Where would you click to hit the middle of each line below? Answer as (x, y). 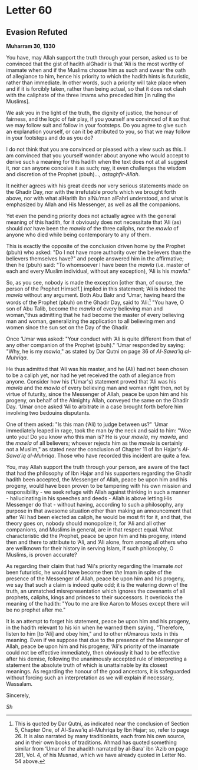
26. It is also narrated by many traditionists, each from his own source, (100, 736)
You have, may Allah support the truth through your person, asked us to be (97, 57)
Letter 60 (29, 10)
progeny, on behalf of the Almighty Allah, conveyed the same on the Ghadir (98, 400)
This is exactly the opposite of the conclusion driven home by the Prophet (96, 246)
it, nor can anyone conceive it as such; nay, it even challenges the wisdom (96, 168)
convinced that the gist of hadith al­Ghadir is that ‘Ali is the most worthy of (95, 64)
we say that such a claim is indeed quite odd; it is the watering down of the (97, 584)
